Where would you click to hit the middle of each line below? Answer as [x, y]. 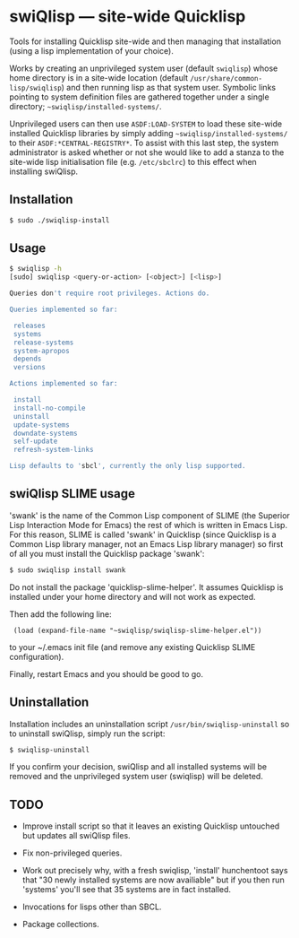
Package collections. [61, 925]
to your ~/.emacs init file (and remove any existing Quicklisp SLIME [132, 647]
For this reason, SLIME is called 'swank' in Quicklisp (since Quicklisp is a [143, 534]
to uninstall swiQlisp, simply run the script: [87, 734]
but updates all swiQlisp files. [77, 836]
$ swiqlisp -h [36, 269]
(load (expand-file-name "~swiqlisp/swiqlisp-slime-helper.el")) [137, 630]
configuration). [37, 656]
